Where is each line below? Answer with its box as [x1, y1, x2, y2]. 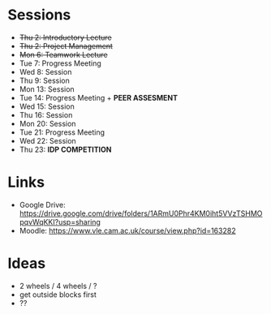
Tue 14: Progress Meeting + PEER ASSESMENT [19, 92, 179, 102]
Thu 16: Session [19, 110, 73, 119]
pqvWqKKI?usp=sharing [19, 217, 101, 226]
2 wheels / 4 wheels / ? [19, 281, 97, 290]
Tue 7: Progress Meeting [19, 58, 102, 68]
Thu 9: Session [19, 75, 70, 85]
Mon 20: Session [19, 118, 76, 128]
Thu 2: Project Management [19, 41, 113, 50]
